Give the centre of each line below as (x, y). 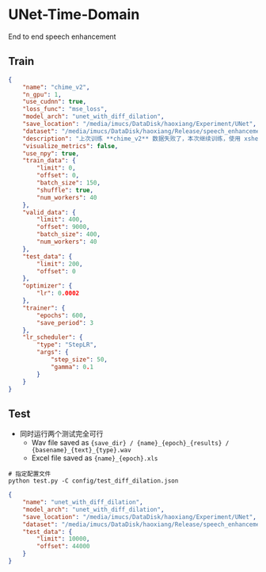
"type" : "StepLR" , (67, 345)
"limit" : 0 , (57, 168)
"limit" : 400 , (60, 219)
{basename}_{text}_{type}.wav (82, 450)
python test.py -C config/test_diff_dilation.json (93, 481)
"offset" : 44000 (63, 547)
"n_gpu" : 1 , (42, 94)
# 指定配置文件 (30, 474)
